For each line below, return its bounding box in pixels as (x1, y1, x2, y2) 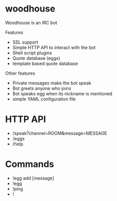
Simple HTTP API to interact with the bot (12, 44, 96, 50)
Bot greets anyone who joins (12, 85, 71, 91)
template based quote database (12, 60, 78, 66)
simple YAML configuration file (12, 96, 76, 102)
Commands (5, 159, 54, 170)
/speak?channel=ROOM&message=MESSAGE (12, 130, 107, 136)
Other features (5, 70, 35, 76)
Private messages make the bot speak (12, 80, 91, 86)
